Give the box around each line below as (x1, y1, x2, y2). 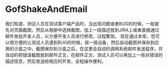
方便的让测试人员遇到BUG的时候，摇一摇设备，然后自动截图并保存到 (13, 39, 155, 45)
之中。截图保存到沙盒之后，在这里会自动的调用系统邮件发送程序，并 (22, 45, 163, 51)
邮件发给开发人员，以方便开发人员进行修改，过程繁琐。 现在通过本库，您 (5, 33, 155, 39)
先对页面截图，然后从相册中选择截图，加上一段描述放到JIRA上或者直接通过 (5, 26, 159, 33)
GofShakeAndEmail (5, 3, 87, 15)
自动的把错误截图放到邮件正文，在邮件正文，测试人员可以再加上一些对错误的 (5, 51, 163, 58)
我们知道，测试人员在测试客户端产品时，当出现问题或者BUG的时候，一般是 (5, 20, 159, 26)
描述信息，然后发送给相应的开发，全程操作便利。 (5, 58, 106, 64)
